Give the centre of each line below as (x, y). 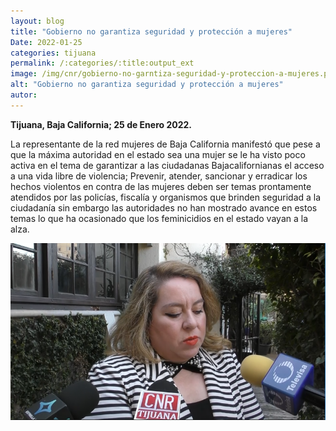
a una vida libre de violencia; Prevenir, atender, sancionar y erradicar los (159, 176)
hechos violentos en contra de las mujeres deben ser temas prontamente (161, 186)
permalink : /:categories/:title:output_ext (102, 63)
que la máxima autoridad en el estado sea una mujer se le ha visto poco (158, 154)
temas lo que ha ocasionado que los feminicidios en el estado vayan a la (159, 218)
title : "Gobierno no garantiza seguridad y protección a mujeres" (151, 31)
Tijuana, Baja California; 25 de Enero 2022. (101, 124)
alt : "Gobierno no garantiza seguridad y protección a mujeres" (147, 85)
